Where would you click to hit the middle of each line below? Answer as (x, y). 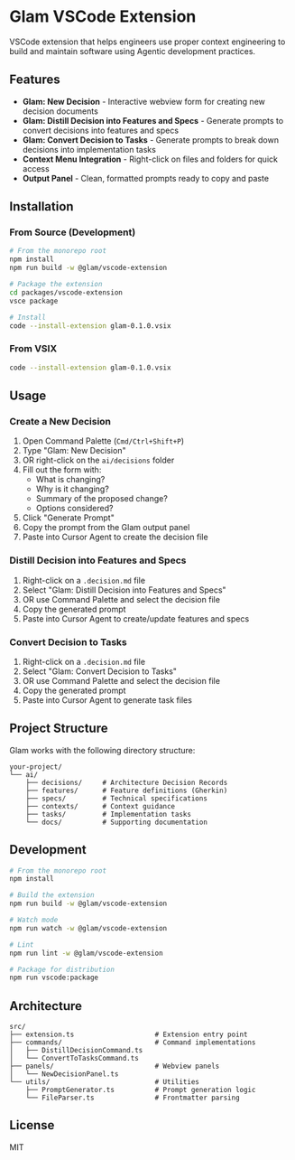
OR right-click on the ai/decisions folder (98, 460)
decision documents (60, 111)
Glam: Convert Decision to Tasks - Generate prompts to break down (151, 140)
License (32, 1125)
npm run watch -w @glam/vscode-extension (88, 928)
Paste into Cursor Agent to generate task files (107, 700)
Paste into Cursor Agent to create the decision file (115, 537)
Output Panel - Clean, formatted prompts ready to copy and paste (145, 178)
